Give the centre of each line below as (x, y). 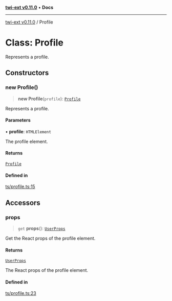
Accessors (23, 203)
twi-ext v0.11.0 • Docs (29, 7)
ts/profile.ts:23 (21, 293)
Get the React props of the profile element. (50, 238)
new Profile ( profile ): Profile (49, 99)
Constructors (27, 73)
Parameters (18, 120)
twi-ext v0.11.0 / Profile (29, 22)
